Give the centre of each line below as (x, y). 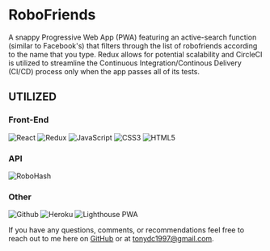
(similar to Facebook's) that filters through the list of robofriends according (133, 45)
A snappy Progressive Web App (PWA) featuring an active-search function (133, 37)
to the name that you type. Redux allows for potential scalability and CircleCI (135, 54)
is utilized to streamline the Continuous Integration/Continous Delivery (125, 63)
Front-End (29, 120)
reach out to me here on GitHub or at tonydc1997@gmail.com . (111, 239)
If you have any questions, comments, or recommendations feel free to (127, 230)
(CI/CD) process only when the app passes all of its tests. (104, 71)
